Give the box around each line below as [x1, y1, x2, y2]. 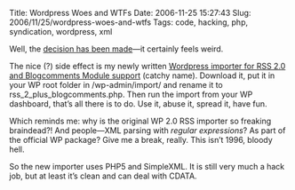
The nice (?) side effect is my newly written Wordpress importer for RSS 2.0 [9, 61, 286, 71]
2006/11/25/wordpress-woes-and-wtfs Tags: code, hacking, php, [9, 17, 249, 28]
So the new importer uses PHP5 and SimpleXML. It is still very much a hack [9, 162, 285, 171]
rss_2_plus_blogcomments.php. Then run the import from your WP [9, 89, 253, 99]
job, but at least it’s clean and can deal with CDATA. [9, 170, 197, 181]
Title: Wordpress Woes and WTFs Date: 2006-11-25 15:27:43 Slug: [9, 8, 251, 18]
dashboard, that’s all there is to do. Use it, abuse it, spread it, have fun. [9, 99, 268, 109]
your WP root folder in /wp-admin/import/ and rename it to [9, 80, 224, 90]
